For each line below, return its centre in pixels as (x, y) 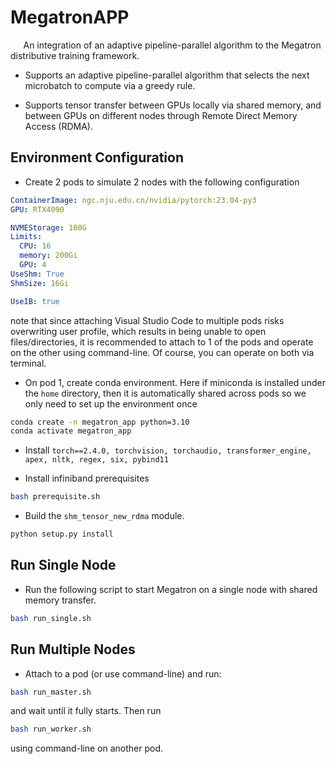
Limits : (26, 237)
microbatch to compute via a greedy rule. (110, 85)
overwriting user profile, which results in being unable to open (138, 331)
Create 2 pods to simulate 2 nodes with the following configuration (162, 182)
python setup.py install (62, 534)
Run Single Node (63, 565)
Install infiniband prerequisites (87, 478)
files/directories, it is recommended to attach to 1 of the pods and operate (162, 342)
